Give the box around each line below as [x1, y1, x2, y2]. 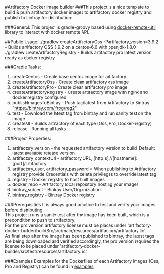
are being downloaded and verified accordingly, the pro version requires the [5, 238, 159, 244]
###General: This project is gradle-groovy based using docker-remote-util [5, 24, 156, 30]
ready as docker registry [5, 55, 55, 61]
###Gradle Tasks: [5, 64, 41, 70]
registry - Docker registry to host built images [12, 177, 105, 182]
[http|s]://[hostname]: [93, 155, 137, 161]
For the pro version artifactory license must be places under [5, 222, 127, 228]
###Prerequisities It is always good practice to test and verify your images [5, 202, 156, 207]
